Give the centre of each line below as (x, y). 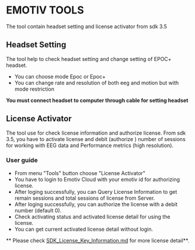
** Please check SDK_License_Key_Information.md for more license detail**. (98, 240)
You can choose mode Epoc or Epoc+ (60, 76)
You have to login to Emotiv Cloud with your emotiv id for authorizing (97, 179)
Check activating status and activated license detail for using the (92, 217)
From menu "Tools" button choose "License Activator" (80, 173)
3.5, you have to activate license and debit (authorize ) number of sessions (96, 139)
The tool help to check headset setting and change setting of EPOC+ (89, 59)
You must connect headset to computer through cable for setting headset (97, 100)
